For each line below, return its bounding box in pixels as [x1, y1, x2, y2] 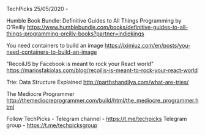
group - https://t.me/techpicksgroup [6, 122, 98, 129]
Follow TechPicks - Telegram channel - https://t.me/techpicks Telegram [6, 115, 187, 122]
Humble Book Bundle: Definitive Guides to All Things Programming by [6, 17, 182, 24]
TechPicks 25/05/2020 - [6, 5, 69, 12]
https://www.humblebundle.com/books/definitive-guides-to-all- [26, 24, 188, 31]
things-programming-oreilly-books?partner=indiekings [6, 30, 144, 37]
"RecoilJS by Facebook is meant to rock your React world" [6, 60, 154, 67]
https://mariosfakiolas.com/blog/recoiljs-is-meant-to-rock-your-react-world [6, 67, 198, 74]
